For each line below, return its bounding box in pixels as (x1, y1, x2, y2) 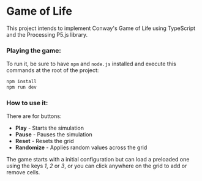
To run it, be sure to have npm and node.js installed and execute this (6, 60, 176, 68)
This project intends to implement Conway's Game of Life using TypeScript (6, 24, 196, 32)
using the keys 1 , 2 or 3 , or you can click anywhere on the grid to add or (6, 162, 187, 169)
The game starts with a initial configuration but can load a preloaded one (6, 156, 190, 163)
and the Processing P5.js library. (6, 31, 88, 38)
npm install (6, 78, 37, 85)
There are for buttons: (6, 113, 62, 120)
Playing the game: (6, 46, 61, 54)
